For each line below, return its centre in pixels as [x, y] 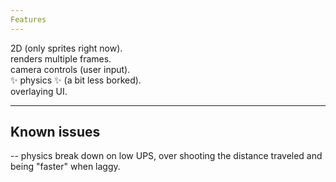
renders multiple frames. [61, 58]
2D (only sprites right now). [66, 48]
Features [28, 19]
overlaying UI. [39, 91]
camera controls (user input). [70, 69]
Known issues [55, 132]
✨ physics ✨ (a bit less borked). [76, 80]
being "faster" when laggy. [65, 167]
